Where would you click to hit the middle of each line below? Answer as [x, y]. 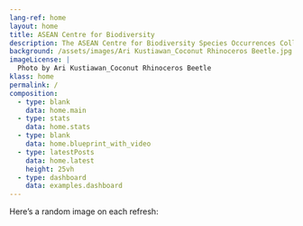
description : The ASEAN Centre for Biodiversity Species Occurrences [143, 43]
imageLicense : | [40, 60]
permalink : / [34, 85]
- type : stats [44, 118]
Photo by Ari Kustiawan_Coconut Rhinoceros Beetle [115, 69]
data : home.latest [60, 160]
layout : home [34, 26]
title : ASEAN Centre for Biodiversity [82, 34]
